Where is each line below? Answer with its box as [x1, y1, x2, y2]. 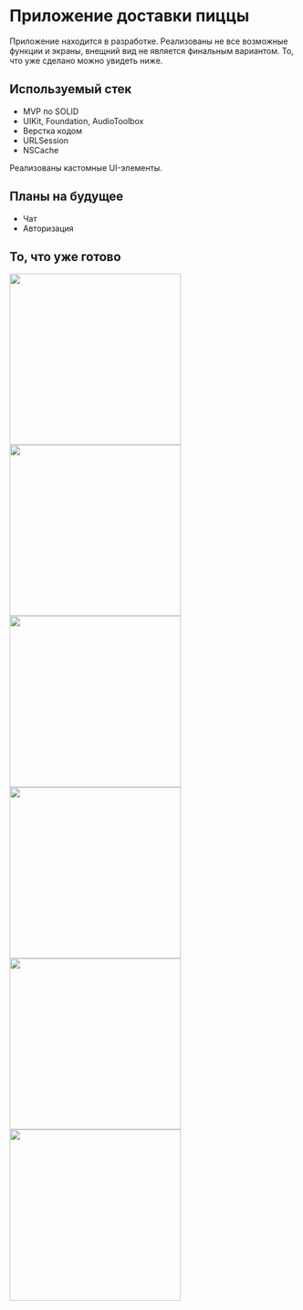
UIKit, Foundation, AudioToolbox [22, 115, 144, 126]
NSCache [22, 144, 59, 155]
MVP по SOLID [22, 106, 79, 117]
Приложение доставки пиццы [9, 5, 250, 26]
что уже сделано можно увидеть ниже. [9, 55, 163, 66]
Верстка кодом [22, 125, 83, 136]
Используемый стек [9, 81, 132, 97]
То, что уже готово [9, 248, 121, 265]
